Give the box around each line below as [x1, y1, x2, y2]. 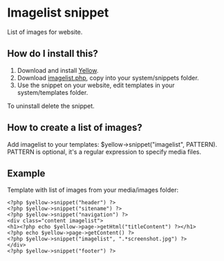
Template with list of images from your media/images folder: [7, 186, 178, 195]
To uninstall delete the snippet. [7, 102, 95, 110]
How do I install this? [7, 48, 98, 60]
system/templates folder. [17, 88, 88, 96]
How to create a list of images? [7, 122, 143, 134]
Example [7, 168, 46, 179]
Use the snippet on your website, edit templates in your [17, 81, 175, 89]
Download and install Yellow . [17, 66, 99, 74]
